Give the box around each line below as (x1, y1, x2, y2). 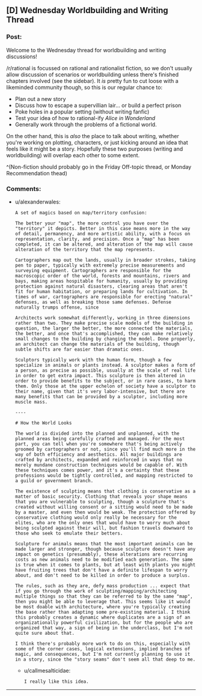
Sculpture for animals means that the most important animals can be (14, 540, 194, 546)
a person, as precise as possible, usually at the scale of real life (14, 367, 196, 374)
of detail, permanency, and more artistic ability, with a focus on (14, 231, 191, 237)
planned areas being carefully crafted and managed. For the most (14, 435, 185, 441)
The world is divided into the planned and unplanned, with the (14, 430, 180, 437)
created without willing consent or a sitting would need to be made (14, 504, 194, 510)
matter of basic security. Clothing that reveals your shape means (14, 493, 188, 500)
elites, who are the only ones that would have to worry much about (14, 519, 191, 525)
